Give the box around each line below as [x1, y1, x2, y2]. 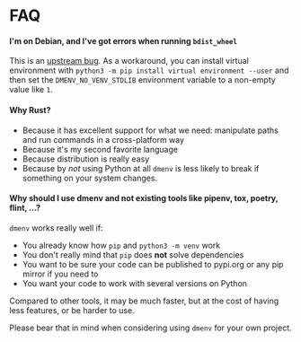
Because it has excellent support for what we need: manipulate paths [22, 125, 279, 136]
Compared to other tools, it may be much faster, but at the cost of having [9, 295, 279, 306]
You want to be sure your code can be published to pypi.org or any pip [22, 259, 284, 269]
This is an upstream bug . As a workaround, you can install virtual [9, 56, 249, 66]
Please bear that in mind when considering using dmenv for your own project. [9, 322, 292, 333]
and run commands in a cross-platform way [22, 134, 185, 145]
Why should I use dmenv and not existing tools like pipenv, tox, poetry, [9, 193, 279, 204]
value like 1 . [9, 84, 53, 95]
